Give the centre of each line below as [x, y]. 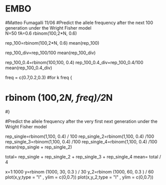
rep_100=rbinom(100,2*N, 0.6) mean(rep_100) [52, 43]
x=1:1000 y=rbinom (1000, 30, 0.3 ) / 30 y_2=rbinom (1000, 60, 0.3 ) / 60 [79, 171]
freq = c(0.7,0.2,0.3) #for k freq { [39, 77]
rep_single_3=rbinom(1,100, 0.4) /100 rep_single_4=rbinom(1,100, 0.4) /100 [81, 141]
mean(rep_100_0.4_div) [29, 68]
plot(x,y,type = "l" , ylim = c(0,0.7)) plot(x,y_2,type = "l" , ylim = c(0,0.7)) [79, 177]
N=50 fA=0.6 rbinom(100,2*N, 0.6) [41, 33]
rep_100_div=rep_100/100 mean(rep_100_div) [50, 53]
